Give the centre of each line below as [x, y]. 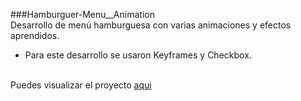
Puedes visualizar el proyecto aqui [81, 85]
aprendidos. [35, 35]
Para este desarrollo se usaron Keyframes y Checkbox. [138, 55]
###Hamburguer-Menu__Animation [82, 14]
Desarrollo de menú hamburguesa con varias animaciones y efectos [151, 25]
